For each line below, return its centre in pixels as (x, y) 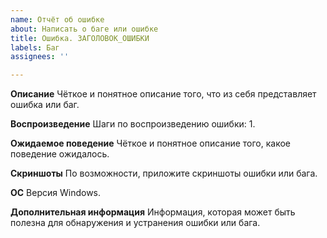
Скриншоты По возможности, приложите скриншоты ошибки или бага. (164, 173)
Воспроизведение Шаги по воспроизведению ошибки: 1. (133, 124)
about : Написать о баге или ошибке (84, 29)
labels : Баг (35, 47)
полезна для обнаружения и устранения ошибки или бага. (135, 223)
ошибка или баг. (45, 105)
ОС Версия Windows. (56, 193)
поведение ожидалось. (60, 154)
